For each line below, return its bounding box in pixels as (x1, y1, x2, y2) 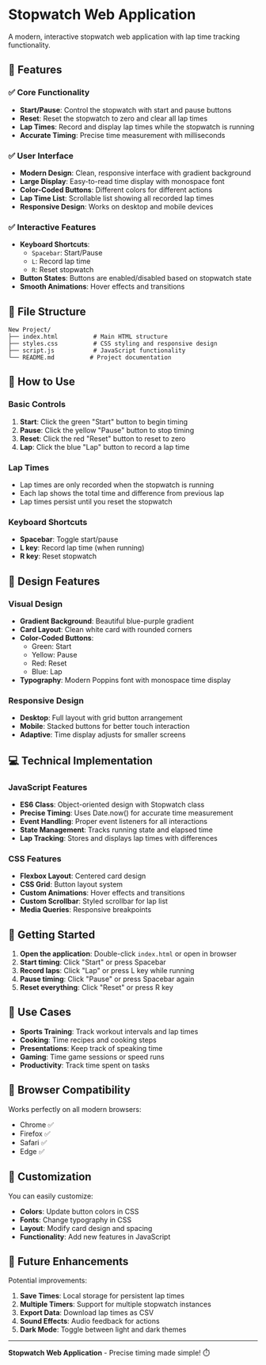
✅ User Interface (8, 150, 74, 161)
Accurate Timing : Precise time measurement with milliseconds (19, 130, 226, 140)
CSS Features (8, 853, 62, 864)
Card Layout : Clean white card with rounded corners (19, 625, 192, 634)
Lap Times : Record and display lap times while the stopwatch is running (19, 121, 255, 132)
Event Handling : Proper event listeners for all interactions (19, 816, 208, 826)
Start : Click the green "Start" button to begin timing (19, 416, 188, 426)
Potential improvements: (8, 1275, 88, 1286)
